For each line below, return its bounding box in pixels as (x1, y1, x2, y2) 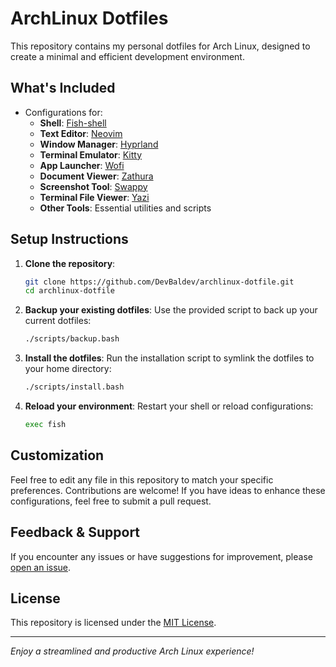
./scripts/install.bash (24, 382, 125, 392)
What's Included (10, 80, 116, 97)
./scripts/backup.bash (24, 334, 120, 344)
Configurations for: (24, 106, 103, 118)
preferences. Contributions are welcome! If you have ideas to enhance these (10, 484, 326, 496)
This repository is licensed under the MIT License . (10, 617, 217, 629)
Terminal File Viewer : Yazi (39, 191, 150, 203)
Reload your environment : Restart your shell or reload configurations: (24, 400, 314, 412)
